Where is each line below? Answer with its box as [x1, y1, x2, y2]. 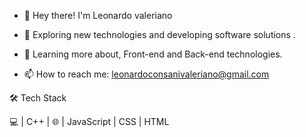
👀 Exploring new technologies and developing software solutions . [23, 29, 296, 40]
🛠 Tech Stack [9, 92, 67, 104]
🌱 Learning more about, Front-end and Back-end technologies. [23, 48, 283, 60]
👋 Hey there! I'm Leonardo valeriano [23, 10, 173, 21]
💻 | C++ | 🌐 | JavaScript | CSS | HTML [9, 116, 170, 127]
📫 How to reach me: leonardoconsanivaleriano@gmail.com [23, 68, 270, 80]
